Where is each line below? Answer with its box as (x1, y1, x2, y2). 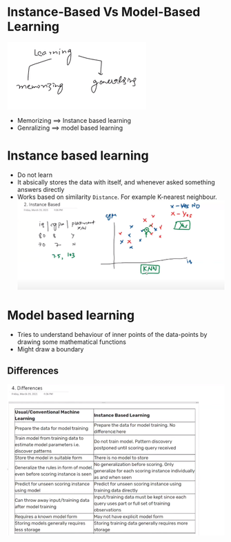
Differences (7, 365, 59, 377)
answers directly (17, 185, 65, 193)
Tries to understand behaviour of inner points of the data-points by (17, 330, 208, 338)
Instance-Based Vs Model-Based (7, 4, 201, 20)
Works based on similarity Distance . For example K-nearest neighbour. (17, 193, 217, 201)
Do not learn (17, 171, 53, 179)
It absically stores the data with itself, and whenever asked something (17, 177, 215, 186)
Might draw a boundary (17, 345, 84, 353)
